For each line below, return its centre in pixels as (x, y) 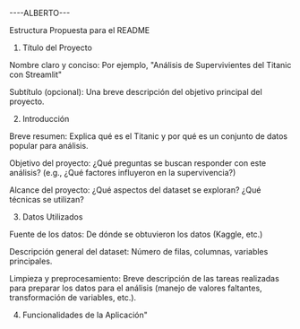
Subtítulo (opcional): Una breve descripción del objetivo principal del (136, 92)
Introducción (46, 119)
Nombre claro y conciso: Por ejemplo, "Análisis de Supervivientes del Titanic (150, 65)
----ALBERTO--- (40, 13)
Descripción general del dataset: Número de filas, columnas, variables (139, 251)
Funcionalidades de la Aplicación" (85, 315)
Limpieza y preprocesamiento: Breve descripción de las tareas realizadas (144, 278)
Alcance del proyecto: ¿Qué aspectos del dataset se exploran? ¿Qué (135, 190)
